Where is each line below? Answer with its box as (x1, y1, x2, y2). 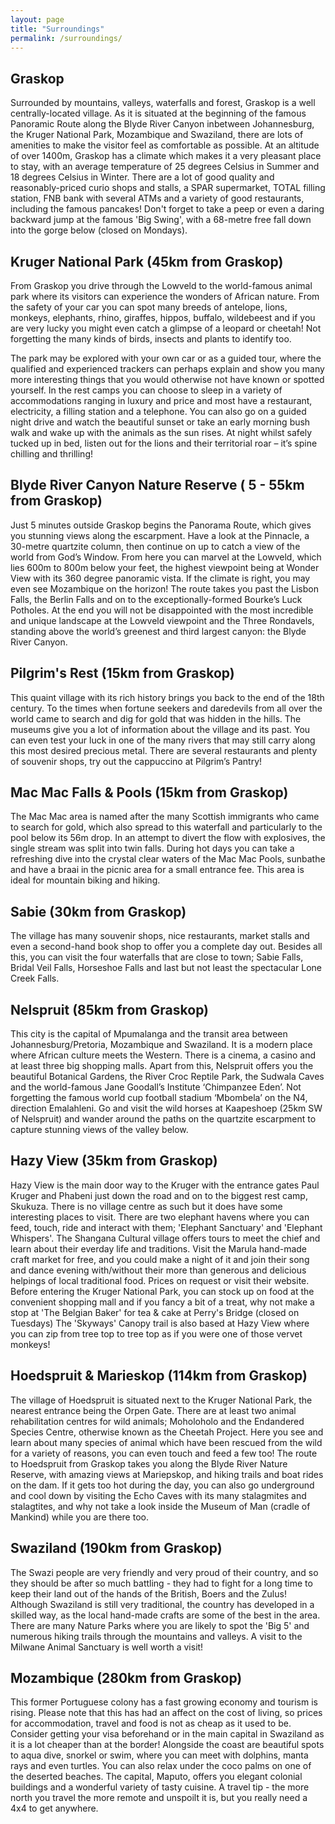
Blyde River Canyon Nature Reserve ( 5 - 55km (10, 477, 305, 494)
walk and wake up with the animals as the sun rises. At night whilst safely (10, 427, 313, 438)
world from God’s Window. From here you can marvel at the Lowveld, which (10, 551, 322, 563)
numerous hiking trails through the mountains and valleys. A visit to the (10, 1630, 303, 1642)
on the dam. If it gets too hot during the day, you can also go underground (10, 1479, 315, 1491)
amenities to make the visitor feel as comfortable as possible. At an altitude (10, 139, 320, 151)
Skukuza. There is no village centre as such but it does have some (10, 1200, 283, 1212)
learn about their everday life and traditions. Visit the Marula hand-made (10, 1242, 308, 1255)
